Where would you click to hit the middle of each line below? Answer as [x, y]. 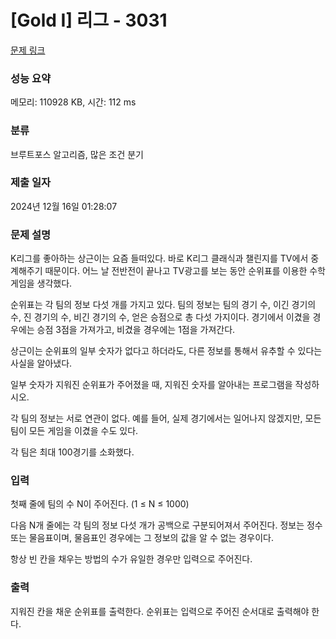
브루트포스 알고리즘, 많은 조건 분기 [77, 154]
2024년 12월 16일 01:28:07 [64, 206]
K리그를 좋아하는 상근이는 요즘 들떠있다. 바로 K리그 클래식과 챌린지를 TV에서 [159, 258]
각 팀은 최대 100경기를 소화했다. [72, 452]
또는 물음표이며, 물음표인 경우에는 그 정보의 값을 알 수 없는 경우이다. [142, 538]
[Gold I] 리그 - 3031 [89, 20]
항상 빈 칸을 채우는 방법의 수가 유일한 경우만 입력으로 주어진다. [131, 559]
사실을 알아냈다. [41, 363]
